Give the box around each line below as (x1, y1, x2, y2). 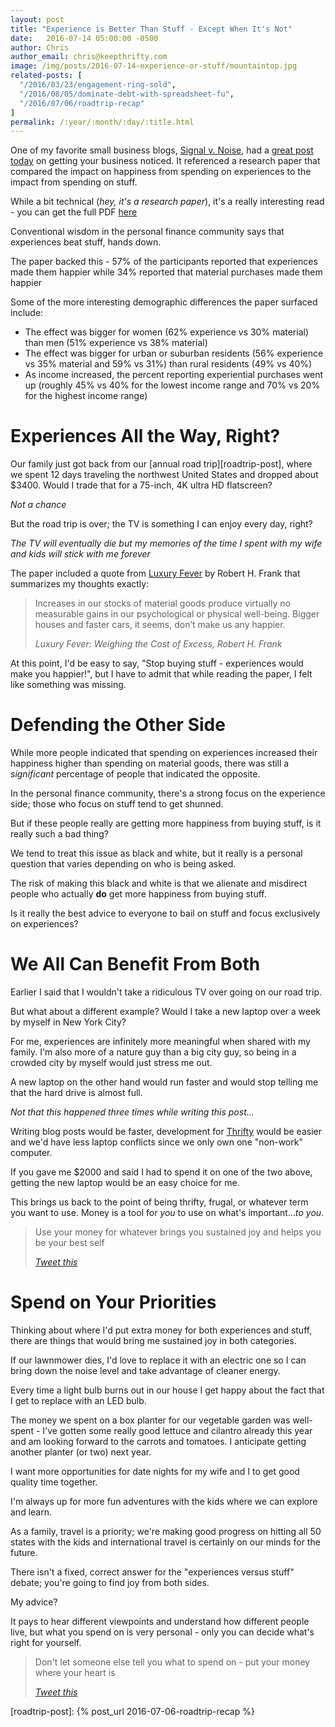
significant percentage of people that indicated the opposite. (10, 768, 261, 780)
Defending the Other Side (10, 714, 226, 736)
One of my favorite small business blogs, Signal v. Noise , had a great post (10, 144, 314, 156)
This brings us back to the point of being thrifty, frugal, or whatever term (10, 1196, 309, 1208)
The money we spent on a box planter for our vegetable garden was (10, 1414, 291, 1426)
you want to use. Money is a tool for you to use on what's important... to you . (10, 1207, 325, 1219)
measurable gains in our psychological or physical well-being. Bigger (34, 608, 320, 620)
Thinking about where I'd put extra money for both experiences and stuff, (10, 1324, 313, 1336)
